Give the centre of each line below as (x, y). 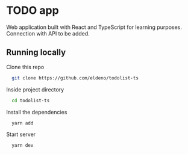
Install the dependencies (37, 112)
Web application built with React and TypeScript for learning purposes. (94, 27)
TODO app (33, 11)
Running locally (36, 53)
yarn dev (23, 146)
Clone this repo (25, 67)
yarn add (23, 123)
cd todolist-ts (31, 100)
